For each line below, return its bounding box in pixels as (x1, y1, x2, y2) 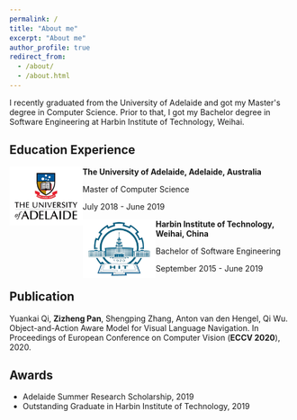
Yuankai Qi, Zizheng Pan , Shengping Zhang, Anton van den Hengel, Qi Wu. (9, 313, 288, 324)
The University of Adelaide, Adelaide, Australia (82, 166, 262, 177)
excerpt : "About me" (9, 33, 87, 42)
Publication (9, 289, 75, 305)
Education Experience (9, 142, 136, 157)
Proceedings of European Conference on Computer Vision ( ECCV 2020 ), (9, 332, 281, 343)
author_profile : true (9, 43, 91, 52)
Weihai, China (156, 228, 209, 238)
